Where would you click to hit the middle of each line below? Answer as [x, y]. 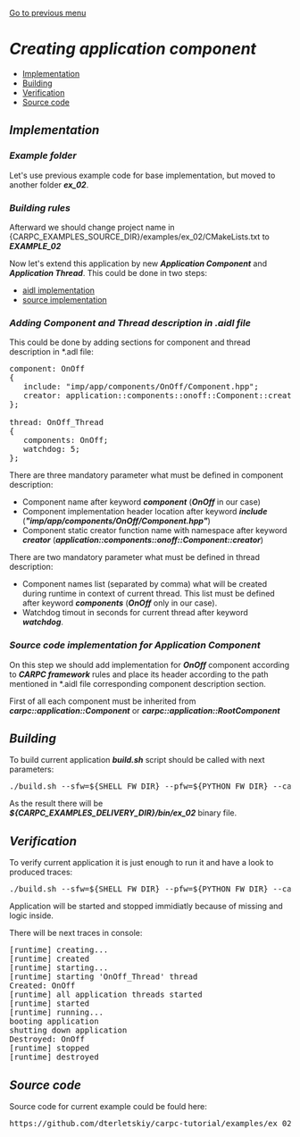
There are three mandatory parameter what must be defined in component [146, 475]
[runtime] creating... [59, 950]
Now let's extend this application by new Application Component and [138, 263]
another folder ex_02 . [49, 184]
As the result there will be [56, 804]
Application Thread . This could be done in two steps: [108, 272]
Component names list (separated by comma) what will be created [145, 584]
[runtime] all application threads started [106, 995]
